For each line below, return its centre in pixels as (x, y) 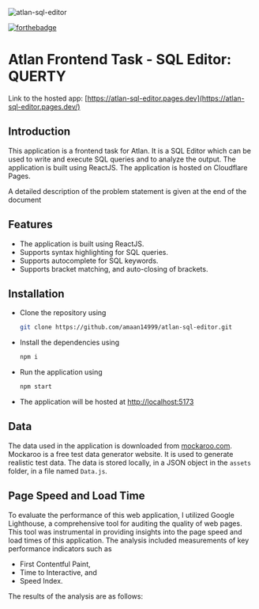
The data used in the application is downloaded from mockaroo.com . (120, 445)
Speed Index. (41, 580)
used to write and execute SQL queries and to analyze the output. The (122, 159)
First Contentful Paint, (55, 564)
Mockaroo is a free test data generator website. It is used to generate (121, 454)
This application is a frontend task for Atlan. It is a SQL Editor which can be (129, 150)
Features (30, 225)
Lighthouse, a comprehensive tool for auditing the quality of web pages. (125, 523)
